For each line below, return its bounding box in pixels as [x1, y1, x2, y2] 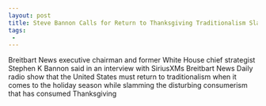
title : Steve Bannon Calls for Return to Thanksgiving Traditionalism [8, 19, 246, 27]
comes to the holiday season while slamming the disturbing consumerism [8, 81, 248, 90]
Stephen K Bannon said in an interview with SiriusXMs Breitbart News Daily [8, 64, 253, 74]
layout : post [8, 11, 51, 20]
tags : [8, 26, 26, 34]
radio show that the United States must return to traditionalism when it [8, 72, 237, 81]
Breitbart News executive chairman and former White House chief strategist [8, 55, 256, 65]
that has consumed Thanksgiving [8, 89, 117, 99]
